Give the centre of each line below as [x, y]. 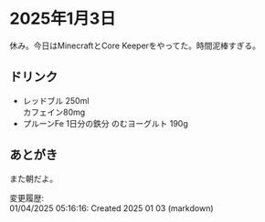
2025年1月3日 [63, 19]
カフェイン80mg [54, 112]
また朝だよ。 [33, 178]
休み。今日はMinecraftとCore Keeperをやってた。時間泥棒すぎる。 [135, 45]
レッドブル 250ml [56, 100]
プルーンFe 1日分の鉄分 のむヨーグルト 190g [106, 123]
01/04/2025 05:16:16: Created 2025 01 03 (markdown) [111, 208]
